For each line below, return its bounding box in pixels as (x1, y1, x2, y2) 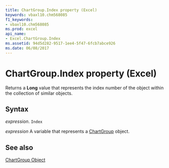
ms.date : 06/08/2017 (5, 46, 50, 51)
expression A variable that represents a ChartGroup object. (5, 129, 130, 135)
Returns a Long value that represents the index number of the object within (5, 85, 164, 91)
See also (5, 143, 33, 152)
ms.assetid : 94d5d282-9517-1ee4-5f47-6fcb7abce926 (5, 41, 116, 46)
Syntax (5, 104, 29, 113)
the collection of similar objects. (5, 90, 73, 96)
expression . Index (5, 118, 43, 124)
